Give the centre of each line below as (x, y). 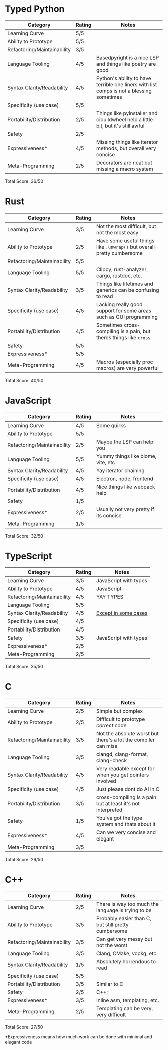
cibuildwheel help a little (125, 119)
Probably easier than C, (124, 918)
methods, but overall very (126, 148)
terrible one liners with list (127, 84)
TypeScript (29, 556)
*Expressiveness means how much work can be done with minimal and (79, 1037)
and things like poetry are (126, 64)
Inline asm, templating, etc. (128, 1000)
